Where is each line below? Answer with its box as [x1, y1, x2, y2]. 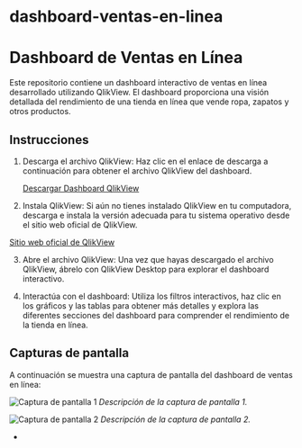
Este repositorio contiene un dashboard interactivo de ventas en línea [9, 77, 268, 88]
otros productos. [9, 106, 71, 117]
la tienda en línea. [22, 319, 88, 330]
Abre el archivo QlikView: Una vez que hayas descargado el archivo [22, 254, 274, 264]
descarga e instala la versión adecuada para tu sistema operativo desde [22, 210, 290, 220]
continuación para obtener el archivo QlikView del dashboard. [22, 165, 252, 176]
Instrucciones [9, 132, 89, 148]
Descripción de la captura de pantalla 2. [100, 414, 251, 425]
